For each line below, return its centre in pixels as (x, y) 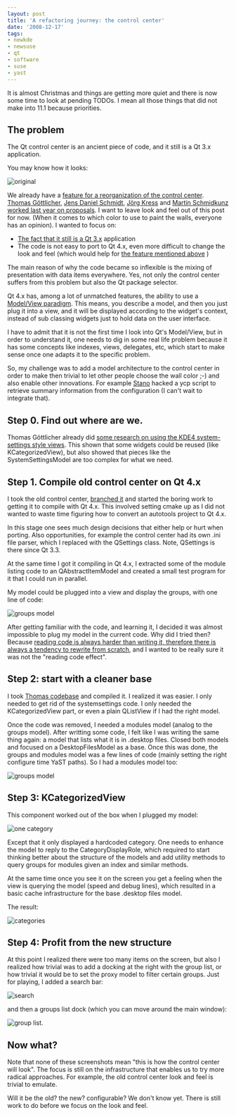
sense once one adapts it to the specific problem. (79, 355)
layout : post (26, 14)
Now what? (32, 1045)
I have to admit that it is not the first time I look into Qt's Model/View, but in (115, 332)
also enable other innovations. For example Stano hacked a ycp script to (112, 383)
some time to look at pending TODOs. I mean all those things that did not (112, 100)
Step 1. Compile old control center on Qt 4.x (104, 482)
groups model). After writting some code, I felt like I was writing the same (113, 732)
